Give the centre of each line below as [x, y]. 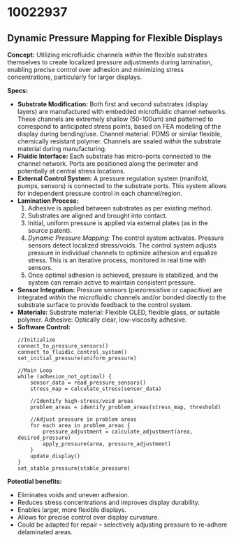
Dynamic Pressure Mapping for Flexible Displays [115, 38]
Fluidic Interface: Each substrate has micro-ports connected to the [114, 156]
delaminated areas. [45, 532]
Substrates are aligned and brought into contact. [97, 215]
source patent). [50, 230]
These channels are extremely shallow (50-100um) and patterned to [115, 119]
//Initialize [36, 340]
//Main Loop [35, 371]
